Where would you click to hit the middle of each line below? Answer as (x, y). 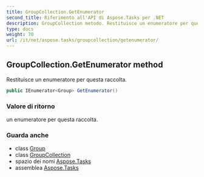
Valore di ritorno (31, 106)
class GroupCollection (43, 155)
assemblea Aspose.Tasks (47, 168)
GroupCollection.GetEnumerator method (85, 65)
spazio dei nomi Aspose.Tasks (53, 161)
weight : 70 (20, 35)
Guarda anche (28, 135)
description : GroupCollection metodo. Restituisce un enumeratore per (97, 23)
